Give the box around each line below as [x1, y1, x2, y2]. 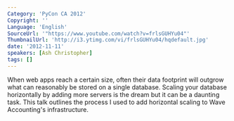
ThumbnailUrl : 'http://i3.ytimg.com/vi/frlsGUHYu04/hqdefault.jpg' [7, 37, 209, 44]
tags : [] [7, 56, 33, 63]
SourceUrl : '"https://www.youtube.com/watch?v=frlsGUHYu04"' [7, 30, 190, 37]
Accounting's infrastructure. [7, 105, 89, 113]
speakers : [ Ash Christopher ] [7, 50, 93, 57]
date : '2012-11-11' [7, 43, 65, 50]
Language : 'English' [7, 23, 68, 30]
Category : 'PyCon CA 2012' [7, 10, 86, 18]
